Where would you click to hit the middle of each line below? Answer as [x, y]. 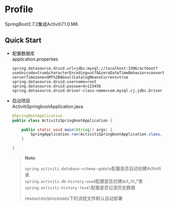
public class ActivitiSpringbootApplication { [62, 121]
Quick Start [23, 40]
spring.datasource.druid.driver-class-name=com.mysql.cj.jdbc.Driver [87, 91]
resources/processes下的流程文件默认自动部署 [74, 198]
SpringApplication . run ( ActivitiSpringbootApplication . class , [97, 134]
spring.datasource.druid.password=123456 [56, 86]
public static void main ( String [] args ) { [67, 130]
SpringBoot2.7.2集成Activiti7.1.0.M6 [41, 24]
